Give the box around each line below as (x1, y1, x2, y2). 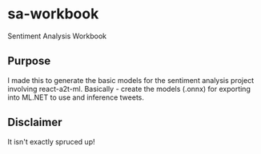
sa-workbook (7, 5, 99, 23)
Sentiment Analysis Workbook (7, 31, 107, 41)
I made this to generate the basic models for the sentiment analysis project (7, 75, 254, 85)
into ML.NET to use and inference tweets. (7, 93, 145, 102)
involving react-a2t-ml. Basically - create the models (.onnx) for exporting (7, 84, 251, 93)
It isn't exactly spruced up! (7, 136, 95, 146)
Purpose (7, 54, 51, 68)
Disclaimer (7, 116, 62, 129)
